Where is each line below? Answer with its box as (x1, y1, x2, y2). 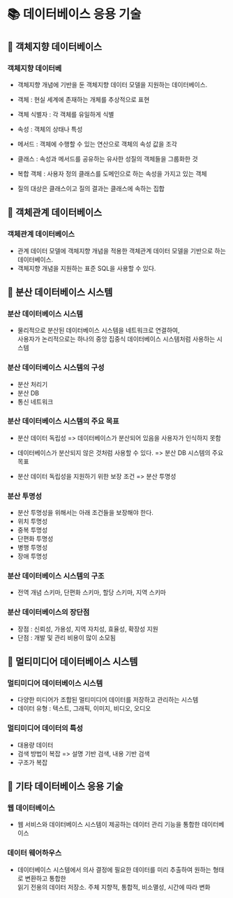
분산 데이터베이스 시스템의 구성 (7, 363, 105, 373)
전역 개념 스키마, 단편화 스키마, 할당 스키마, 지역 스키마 (17, 588, 166, 597)
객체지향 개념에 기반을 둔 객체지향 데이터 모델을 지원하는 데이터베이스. (17, 80, 208, 89)
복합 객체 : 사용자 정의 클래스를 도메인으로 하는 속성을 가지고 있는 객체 (17, 169, 207, 178)
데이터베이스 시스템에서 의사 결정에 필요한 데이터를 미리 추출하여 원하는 (17, 865, 211, 874)
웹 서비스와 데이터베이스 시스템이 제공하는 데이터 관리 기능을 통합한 (17, 821, 200, 829)
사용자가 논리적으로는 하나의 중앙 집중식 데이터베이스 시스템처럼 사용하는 (17, 335, 216, 343)
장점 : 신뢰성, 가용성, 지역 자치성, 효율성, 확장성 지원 (17, 624, 158, 633)
